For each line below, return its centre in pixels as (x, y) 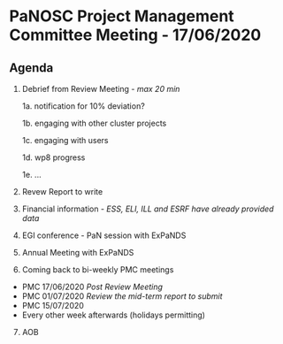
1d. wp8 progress (54, 157)
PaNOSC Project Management (122, 16)
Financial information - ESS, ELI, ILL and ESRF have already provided (148, 209)
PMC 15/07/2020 (53, 306)
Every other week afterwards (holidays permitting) (114, 315)
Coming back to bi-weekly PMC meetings (98, 270)
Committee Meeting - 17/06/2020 (135, 35)
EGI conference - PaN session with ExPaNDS (104, 235)
